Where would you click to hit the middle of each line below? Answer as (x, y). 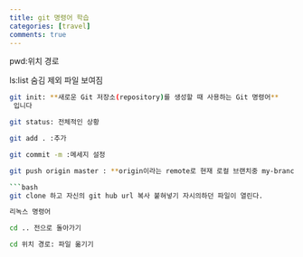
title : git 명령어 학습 (49, 18)
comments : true (38, 34)
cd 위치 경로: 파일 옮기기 (52, 244)
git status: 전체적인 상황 (54, 123)
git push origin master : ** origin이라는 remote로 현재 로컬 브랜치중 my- (142, 171)
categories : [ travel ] (50, 26)
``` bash (24, 187)
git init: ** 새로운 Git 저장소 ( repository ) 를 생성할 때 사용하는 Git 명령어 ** (144, 97)
